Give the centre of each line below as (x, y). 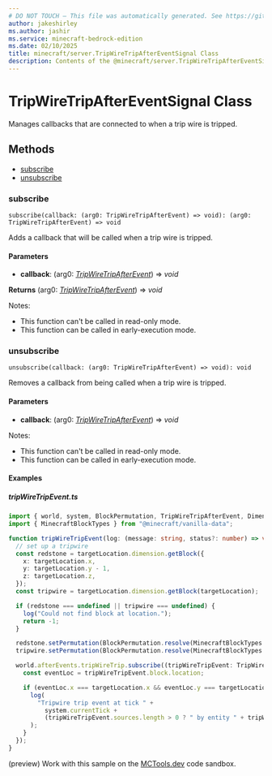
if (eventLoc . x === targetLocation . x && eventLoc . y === (119, 688)
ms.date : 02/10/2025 (43, 46)
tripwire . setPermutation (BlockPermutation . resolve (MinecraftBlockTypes (139, 651)
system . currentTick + (81, 710)
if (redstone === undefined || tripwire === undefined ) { (116, 606)
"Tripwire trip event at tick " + (96, 703)
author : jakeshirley (43, 24)
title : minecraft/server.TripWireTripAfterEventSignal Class (114, 54)
